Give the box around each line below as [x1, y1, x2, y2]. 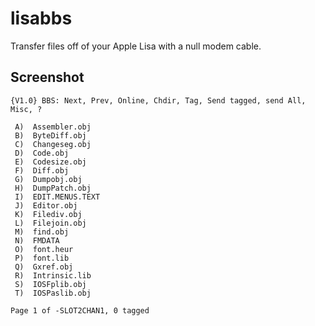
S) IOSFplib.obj [14, 279, 87, 289]
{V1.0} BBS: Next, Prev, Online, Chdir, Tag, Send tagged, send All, [10, 95, 307, 106]
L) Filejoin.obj [14, 218, 87, 228]
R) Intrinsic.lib [14, 270, 92, 281]
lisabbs [10, 7, 73, 30]
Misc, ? [10, 104, 43, 114]
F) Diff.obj [14, 165, 70, 176]
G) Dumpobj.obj [14, 174, 83, 184]
